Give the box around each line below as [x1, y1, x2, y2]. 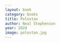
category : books [5, 12, 38, 17]
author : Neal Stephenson [5, 21, 56, 26]
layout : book [5, 7, 32, 12]
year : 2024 [5, 26, 27, 31]
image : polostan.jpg [5, 30, 47, 35]
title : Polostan [5, 16, 38, 21]
